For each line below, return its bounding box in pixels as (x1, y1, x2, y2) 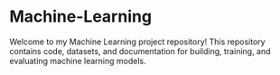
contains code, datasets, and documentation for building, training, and (9, 45, 271, 56)
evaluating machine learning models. (9, 55, 146, 66)
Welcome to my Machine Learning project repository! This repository (9, 36, 266, 47)
